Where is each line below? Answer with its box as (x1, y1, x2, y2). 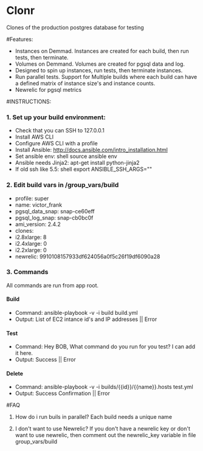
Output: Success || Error (15, 356, 76, 363)
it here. (15, 349, 33, 357)
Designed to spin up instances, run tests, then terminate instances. (15, 66, 183, 74)
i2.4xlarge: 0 (15, 239, 47, 247)
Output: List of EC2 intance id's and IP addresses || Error (15, 315, 157, 323)
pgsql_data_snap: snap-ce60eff (15, 207, 95, 215)
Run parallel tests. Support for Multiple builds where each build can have (15, 73, 198, 80)
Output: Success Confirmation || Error (15, 390, 111, 397)
